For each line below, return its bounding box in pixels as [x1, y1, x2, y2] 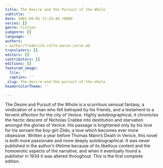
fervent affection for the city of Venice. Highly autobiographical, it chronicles [5, 112, 159, 118]
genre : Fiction [5, 25, 36, 30]
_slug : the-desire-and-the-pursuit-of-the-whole [5, 79, 106, 84]
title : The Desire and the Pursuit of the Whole [5, 7, 106, 12]
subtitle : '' [5, 12, 32, 17]
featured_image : [5, 66, 38, 71]
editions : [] [5, 61, 32, 66]
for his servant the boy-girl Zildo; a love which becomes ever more [5, 127, 139, 133]
